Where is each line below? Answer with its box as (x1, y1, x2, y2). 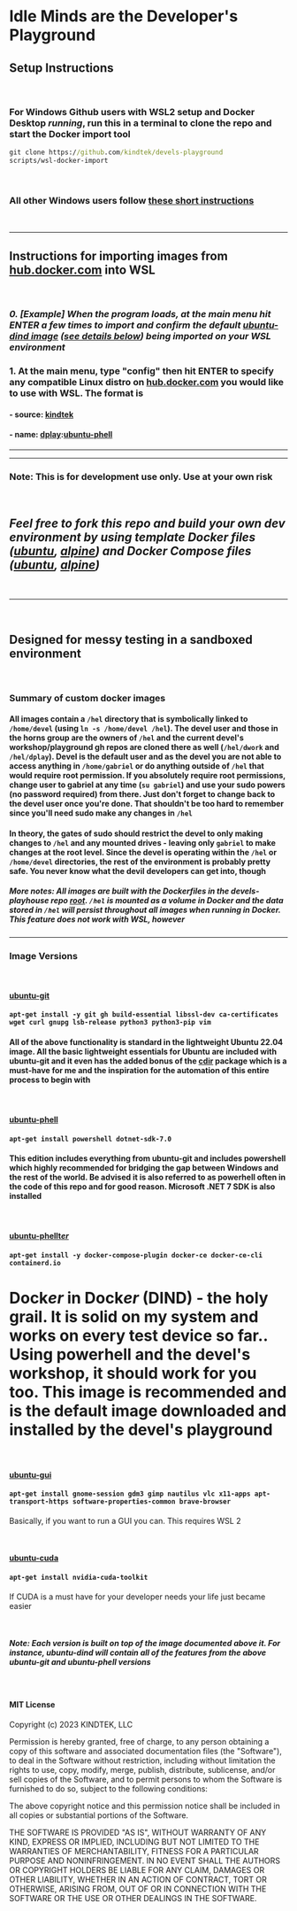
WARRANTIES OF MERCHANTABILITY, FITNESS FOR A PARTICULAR (9, 1845, 259, 1856)
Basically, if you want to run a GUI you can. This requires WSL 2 (9, 1515, 241, 1526)
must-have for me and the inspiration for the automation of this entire (9, 1064, 270, 1075)
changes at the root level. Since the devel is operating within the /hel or (9, 847, 277, 857)
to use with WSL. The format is (9, 387, 144, 399)
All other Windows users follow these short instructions (9, 194, 255, 206)
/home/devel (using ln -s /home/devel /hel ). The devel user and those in (9, 723, 278, 734)
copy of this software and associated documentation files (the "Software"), (9, 1745, 283, 1756)
